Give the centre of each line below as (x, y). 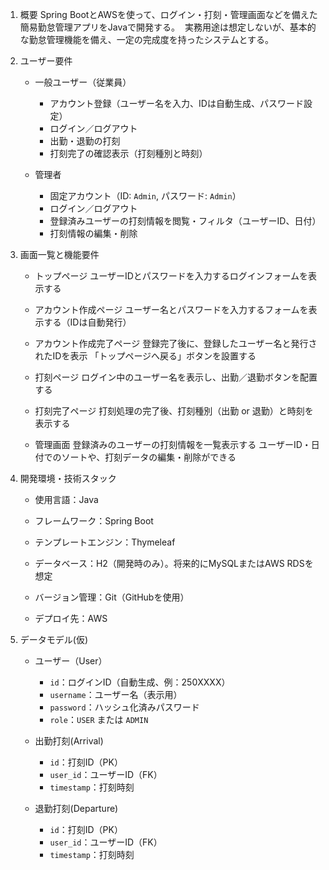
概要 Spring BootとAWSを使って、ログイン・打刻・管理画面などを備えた (168, 14)
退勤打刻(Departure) (76, 808)
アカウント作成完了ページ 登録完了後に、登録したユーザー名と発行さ (176, 343)
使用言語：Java (66, 499)
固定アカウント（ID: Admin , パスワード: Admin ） (145, 196)
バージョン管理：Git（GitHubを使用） (112, 597)
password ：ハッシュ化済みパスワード (124, 707)
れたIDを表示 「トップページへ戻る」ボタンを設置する (145, 356)
